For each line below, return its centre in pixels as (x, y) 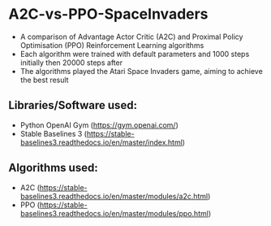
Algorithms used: (54, 168)
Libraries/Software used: (73, 105)
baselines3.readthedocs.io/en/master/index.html (101, 142)
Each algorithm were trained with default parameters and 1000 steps (135, 54)
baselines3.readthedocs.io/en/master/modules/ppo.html (114, 213)
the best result (44, 80)
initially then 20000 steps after (71, 63)
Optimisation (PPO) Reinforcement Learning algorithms (112, 45)
